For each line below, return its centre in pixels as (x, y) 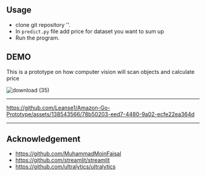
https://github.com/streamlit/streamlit (63, 160)
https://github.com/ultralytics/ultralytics (65, 167)
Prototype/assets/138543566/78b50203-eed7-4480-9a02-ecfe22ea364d (101, 114)
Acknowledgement (44, 139)
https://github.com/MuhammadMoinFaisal (68, 154)
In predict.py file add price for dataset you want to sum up (90, 31)
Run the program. (37, 38)
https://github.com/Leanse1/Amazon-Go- (58, 108)
